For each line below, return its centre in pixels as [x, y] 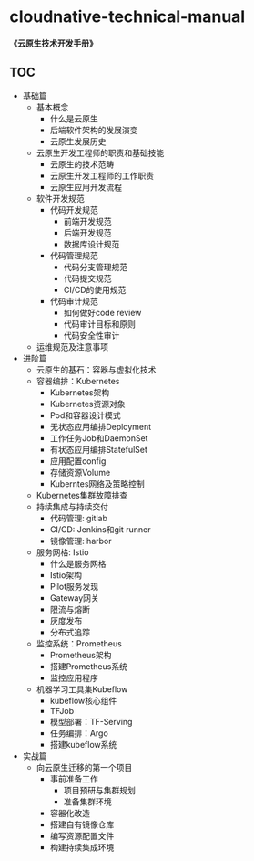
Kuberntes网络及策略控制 [97, 483]
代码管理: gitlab [78, 518]
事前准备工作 [74, 779]
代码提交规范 [87, 278]
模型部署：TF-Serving [91, 721]
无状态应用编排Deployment [101, 426]
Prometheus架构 [81, 655]
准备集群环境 [87, 802]
